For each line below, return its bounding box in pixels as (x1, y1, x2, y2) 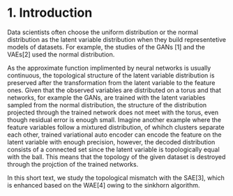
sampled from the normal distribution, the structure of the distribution (7, 100, 207, 109)
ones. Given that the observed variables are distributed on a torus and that (7, 86, 221, 94)
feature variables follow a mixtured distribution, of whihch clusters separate (7, 123, 225, 131)
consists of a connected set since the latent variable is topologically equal (7, 145, 220, 153)
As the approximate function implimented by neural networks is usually (7, 63, 211, 72)
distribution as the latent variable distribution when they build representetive (7, 35, 227, 43)
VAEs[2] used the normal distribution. (7, 50, 115, 59)
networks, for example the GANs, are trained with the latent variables (7, 93, 206, 102)
